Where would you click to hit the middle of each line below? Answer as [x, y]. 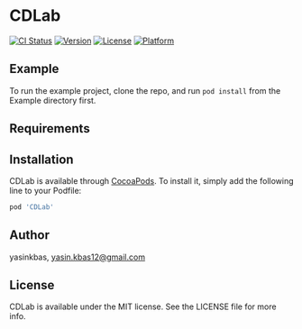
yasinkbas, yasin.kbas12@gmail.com [78, 257]
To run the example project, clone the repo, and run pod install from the [145, 90]
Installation [41, 159]
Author [29, 235]
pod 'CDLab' [32, 207]
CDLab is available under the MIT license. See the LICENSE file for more [143, 306]
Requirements [50, 128]
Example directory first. [53, 100]
